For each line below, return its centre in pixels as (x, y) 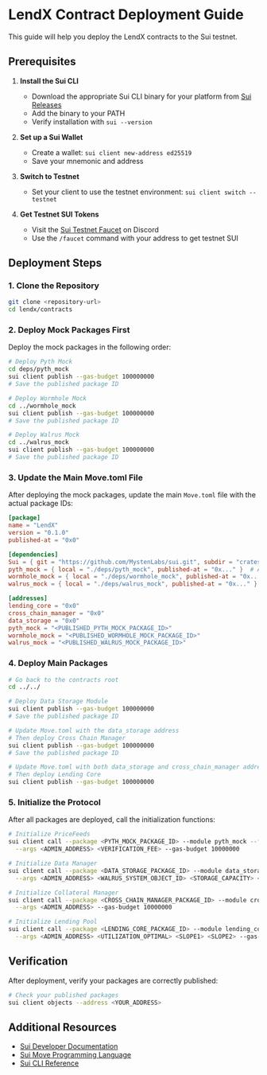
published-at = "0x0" (44, 540)
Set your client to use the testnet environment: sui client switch (139, 192)
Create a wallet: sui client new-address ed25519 (112, 152)
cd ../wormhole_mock (43, 406)
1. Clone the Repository (54, 286)
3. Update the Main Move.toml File (75, 477)
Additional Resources (62, 1027)
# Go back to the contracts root (64, 680)
